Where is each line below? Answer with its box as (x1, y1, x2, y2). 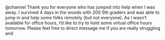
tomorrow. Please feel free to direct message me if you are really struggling (5, 25, 160, 31)
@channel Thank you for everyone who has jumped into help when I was (5, 4, 155, 10)
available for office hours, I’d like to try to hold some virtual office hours (5, 20, 152, 26)
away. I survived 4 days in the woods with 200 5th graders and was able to (5, 9, 160, 15)
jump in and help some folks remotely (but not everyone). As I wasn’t (5, 15, 147, 20)
